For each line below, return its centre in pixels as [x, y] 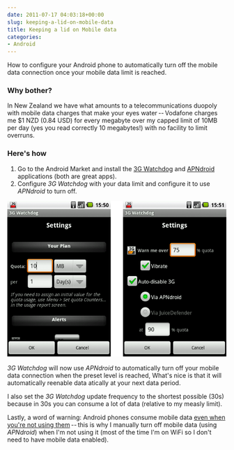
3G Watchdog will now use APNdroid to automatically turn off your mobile [113, 368]
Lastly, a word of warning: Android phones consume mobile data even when [116, 417]
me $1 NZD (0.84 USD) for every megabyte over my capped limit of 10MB [112, 121]
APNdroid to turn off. [47, 191]
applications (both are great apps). [67, 176]
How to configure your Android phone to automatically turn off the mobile [112, 65]
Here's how [27, 154]
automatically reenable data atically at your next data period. [94, 383]
